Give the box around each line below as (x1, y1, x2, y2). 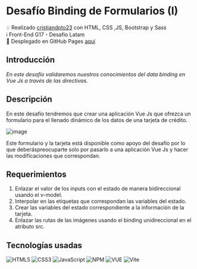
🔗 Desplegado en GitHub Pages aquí (6, 37, 96, 45)
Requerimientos (6, 169, 67, 179)
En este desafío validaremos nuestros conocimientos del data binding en (6, 70, 186, 78)
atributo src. (14, 223, 45, 230)
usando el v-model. (14, 192, 62, 199)
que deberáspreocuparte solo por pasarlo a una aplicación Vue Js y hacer (6, 146, 189, 153)
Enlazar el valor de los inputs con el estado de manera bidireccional (14, 185, 181, 192)
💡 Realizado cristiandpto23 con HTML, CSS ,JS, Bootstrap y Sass (6, 24, 167, 31)
